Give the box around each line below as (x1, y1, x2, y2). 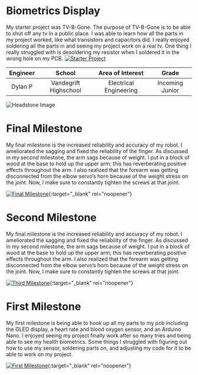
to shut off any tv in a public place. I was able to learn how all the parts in (6, 29, 184, 36)
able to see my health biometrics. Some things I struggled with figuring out (6, 338, 187, 345)
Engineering (104, 86, 138, 94)
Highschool (49, 86, 81, 94)
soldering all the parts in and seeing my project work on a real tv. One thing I (6, 42, 192, 49)
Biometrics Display (6, 4, 101, 18)
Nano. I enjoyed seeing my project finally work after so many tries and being (6, 331, 192, 339)
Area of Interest (98, 69, 144, 77)
